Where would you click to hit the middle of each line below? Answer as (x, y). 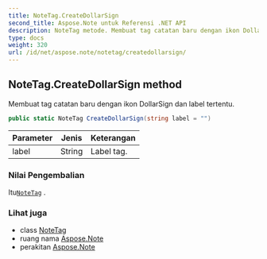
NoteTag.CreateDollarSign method (95, 85)
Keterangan (113, 137)
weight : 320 (28, 45)
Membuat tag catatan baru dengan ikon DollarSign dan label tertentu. (122, 103)
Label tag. (109, 151)
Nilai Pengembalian (46, 175)
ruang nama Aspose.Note (62, 238)
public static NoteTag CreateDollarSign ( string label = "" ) (110, 118)
